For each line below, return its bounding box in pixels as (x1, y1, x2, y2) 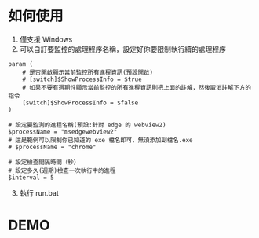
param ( (8, 60, 34, 68)
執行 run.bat (19, 188, 59, 197)
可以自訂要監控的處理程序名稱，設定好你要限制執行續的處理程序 (19, 44, 226, 53)
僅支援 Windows (19, 35, 73, 44)
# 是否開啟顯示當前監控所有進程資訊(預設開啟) (22, 68, 154, 76)
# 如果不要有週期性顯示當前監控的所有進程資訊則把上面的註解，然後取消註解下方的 (22, 83, 251, 91)
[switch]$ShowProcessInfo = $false (22, 99, 139, 107)
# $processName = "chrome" (8, 143, 97, 151)
